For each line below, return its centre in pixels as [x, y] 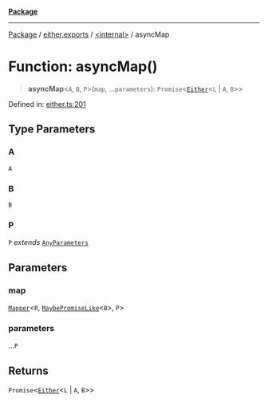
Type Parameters [52, 130]
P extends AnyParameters [49, 242]
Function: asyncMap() [83, 67]
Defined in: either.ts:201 [47, 104]
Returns [29, 370]
